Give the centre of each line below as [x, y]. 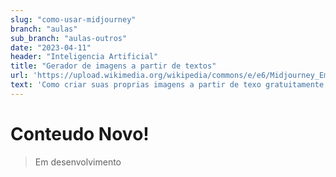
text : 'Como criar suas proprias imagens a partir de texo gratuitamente [167, 85]
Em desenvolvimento [78, 162]
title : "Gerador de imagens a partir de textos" [113, 66]
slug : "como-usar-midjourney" [73, 19]
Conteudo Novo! [80, 133]
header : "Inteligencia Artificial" [84, 57]
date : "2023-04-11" [51, 47]
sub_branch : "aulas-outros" [69, 38]
